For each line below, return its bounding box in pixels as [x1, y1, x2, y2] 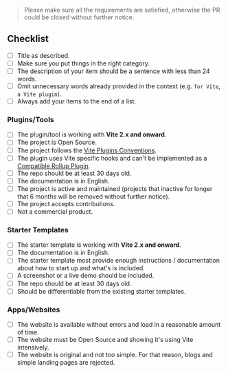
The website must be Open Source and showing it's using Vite [16, 336, 194, 344]
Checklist [7, 33, 49, 45]
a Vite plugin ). [16, 90, 62, 99]
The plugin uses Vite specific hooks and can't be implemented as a [16, 154, 207, 162]
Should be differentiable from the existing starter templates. [16, 287, 186, 295]
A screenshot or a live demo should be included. [16, 272, 155, 280]
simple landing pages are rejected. [16, 359, 115, 367]
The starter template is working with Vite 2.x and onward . [16, 241, 182, 249]
